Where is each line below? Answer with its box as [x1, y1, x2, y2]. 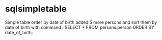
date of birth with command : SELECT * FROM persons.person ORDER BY [5, 24, 155, 30]
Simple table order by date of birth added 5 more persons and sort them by [5, 19, 157, 25]
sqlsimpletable [5, 3, 67, 14]
